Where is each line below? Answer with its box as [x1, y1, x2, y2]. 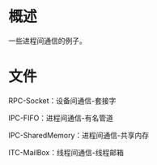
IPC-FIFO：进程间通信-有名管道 [8, 113, 113, 123]
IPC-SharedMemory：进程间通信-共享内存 [8, 130, 150, 140]
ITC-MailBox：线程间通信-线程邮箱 [8, 147, 124, 157]
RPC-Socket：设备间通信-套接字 [8, 95, 117, 106]
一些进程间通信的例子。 [8, 36, 87, 46]
